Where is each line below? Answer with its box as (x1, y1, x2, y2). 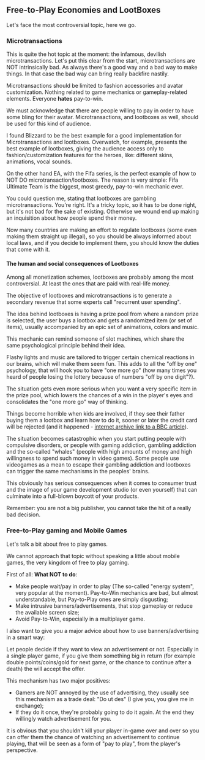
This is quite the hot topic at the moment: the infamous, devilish (6, 50, 166, 58)
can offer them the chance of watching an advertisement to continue (6, 733, 180, 740)
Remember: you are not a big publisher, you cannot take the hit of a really (6, 505, 192, 512)
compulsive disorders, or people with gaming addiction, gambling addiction (6, 441, 196, 449)
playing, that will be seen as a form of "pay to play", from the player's (6, 740, 181, 747)
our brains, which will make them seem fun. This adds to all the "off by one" (6, 360, 198, 368)
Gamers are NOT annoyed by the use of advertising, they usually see (15, 689, 190, 696)
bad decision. (6, 511, 41, 518)
